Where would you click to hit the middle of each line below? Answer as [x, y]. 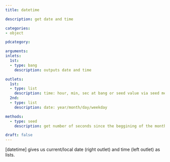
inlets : [13, 56]
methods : [14, 116]
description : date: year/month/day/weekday [61, 107]
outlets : [14, 79]
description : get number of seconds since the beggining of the [83, 126]
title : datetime [22, 10]
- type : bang [24, 65]
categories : [18, 28]
